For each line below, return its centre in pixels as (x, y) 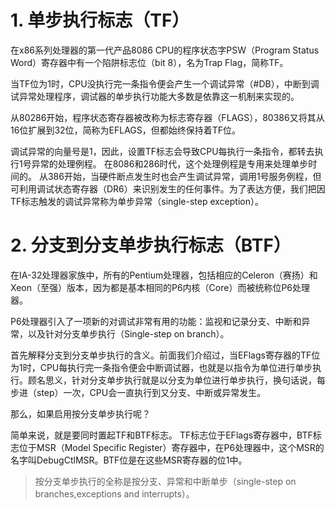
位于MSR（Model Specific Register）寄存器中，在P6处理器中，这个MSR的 (171, 447)
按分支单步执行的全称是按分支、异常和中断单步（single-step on (165, 481)
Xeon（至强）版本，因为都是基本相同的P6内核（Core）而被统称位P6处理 (160, 287)
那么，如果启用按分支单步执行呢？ (80, 413)
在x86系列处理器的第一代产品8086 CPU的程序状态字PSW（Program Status (165, 50)
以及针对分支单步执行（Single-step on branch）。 (128, 333)
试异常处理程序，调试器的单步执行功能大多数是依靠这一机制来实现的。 (155, 96)
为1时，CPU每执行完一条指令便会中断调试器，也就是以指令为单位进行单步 (161, 367)
